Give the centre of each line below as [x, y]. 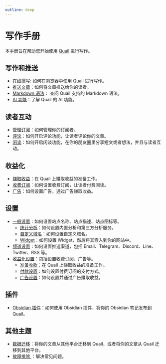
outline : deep [20, 10]
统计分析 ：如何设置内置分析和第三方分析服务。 [68, 227]
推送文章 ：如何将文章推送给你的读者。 [52, 87]
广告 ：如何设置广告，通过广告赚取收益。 [54, 191]
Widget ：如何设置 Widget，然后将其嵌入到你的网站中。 [77, 240]
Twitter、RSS [26, 252]
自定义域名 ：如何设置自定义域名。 [55, 234]
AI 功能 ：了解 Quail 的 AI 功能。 [45, 100]
